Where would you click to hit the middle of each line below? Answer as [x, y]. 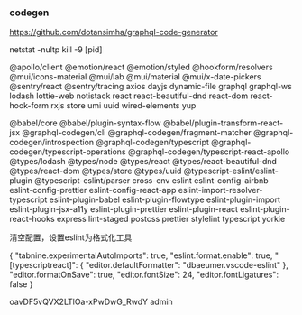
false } [21, 284]
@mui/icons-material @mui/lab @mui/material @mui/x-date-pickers [135, 77]
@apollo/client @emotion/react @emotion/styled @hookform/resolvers [141, 67]
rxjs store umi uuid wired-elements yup [124, 106]
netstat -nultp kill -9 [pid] [56, 50]
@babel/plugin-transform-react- [223, 123]
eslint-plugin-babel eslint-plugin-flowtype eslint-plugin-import [165, 199]
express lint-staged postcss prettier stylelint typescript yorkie [171, 219]
